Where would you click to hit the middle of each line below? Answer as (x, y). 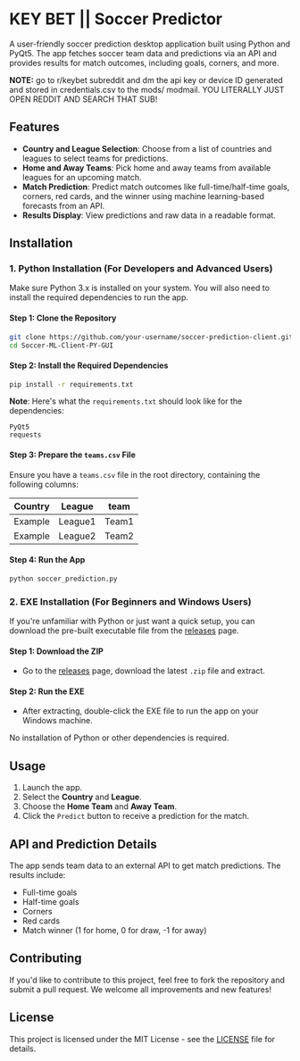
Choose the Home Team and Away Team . (99, 806)
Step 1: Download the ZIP (57, 651)
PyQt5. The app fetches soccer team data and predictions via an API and (143, 53)
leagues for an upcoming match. (82, 177)
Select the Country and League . (82, 797)
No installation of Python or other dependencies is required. (119, 738)
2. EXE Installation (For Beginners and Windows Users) (130, 601)
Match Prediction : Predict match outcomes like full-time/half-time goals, (156, 187)
